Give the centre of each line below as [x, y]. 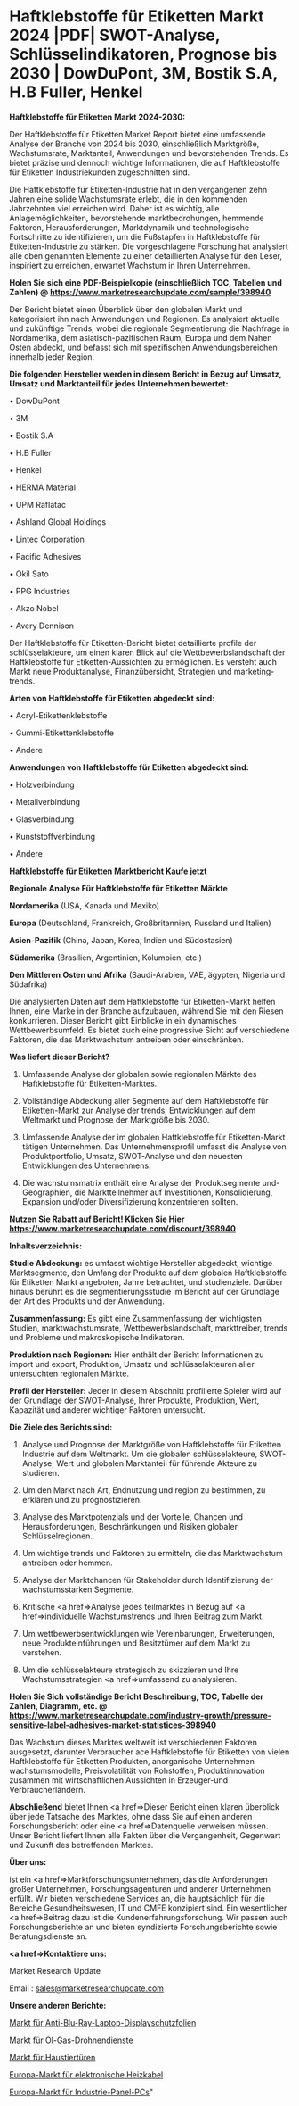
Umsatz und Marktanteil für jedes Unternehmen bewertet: [119, 383]
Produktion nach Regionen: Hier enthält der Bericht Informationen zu [137, 1355]
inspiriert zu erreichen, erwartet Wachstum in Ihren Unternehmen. [130, 265]
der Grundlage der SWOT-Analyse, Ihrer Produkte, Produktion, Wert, [134, 1400]
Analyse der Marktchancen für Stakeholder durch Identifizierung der [147, 1579]
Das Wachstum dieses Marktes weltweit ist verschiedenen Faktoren [133, 1742]
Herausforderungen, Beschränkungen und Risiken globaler [130, 1526]
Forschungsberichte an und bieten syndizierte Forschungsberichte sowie [143, 1927]
